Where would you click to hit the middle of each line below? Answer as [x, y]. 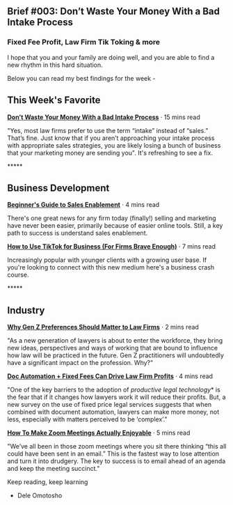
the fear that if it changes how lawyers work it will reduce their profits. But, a [116, 397]
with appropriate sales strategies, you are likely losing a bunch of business [114, 145]
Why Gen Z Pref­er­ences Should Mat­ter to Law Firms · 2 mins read [103, 327]
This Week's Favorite [54, 100]
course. [18, 275]
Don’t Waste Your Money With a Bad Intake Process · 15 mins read [104, 117]
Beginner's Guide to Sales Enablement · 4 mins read [83, 205]
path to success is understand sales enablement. [78, 233]
